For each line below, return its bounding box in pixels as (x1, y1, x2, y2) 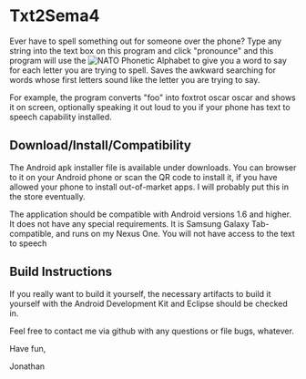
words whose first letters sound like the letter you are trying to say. (9, 74, 260, 85)
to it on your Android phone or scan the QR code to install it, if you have (9, 171, 278, 182)
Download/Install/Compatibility (9, 138, 191, 153)
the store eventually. (9, 190, 87, 201)
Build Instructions (9, 264, 113, 280)
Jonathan (9, 361, 46, 372)
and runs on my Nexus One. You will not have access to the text (56, 228, 295, 239)
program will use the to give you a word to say (9, 55, 287, 66)
